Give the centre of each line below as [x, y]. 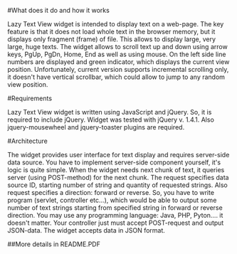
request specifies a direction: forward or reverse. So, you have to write [111, 192]
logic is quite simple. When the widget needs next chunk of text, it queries [116, 170]
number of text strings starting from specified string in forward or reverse [115, 208]
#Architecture [27, 141]
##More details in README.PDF [54, 244]
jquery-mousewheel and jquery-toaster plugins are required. [96, 127]
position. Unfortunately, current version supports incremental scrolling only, [118, 69]
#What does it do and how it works [59, 10]
